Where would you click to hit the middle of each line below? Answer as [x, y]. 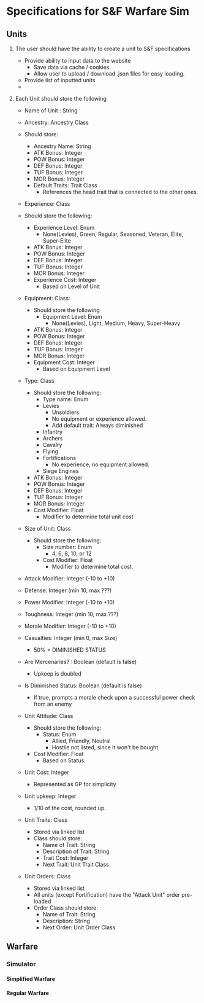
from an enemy [53, 704]
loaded [42, 901]
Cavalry [52, 445]
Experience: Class [47, 204]
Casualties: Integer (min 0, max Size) [71, 638]
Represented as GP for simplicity [75, 784]
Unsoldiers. [66, 412]
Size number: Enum [67, 547]
